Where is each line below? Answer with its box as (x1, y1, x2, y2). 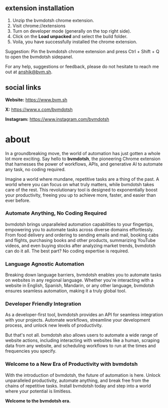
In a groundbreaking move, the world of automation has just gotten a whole (5, 150, 160, 156)
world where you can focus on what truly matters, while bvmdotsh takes (5, 181, 154, 187)
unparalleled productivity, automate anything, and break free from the (5, 377, 149, 383)
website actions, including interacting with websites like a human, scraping (5, 337, 159, 343)
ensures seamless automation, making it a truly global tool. (5, 288, 127, 294)
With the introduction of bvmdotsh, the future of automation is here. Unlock (5, 372, 161, 378)
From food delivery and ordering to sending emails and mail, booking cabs (5, 232, 159, 238)
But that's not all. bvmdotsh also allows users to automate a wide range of (5, 332, 158, 338)
